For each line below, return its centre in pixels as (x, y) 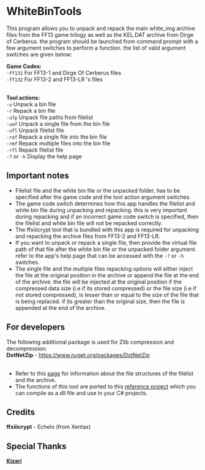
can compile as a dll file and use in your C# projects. (81, 393)
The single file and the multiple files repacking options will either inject (104, 269)
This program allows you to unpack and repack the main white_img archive (101, 28)
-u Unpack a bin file (31, 104)
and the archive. (35, 380)
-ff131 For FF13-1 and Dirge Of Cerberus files (64, 72)
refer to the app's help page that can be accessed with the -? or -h (99, 255)
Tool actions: (23, 98)
